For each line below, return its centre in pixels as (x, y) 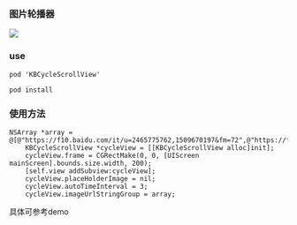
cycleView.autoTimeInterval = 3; (87, 186)
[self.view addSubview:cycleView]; (91, 171)
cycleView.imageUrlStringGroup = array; (100, 194)
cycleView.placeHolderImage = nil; (91, 178)
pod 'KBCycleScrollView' (55, 74)
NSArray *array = (41, 132)
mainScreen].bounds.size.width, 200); (80, 163)
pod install (31, 90)
